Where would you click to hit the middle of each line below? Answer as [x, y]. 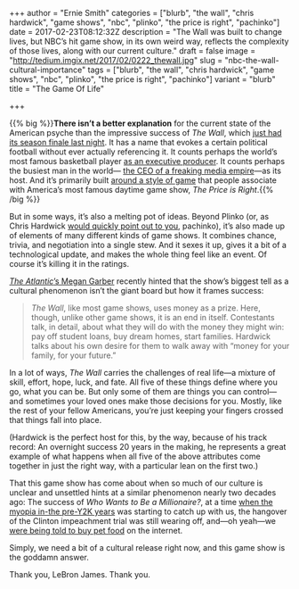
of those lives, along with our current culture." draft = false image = [133, 51]
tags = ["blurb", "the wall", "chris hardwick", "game [181, 70]
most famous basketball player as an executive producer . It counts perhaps [147, 161]
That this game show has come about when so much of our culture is [136, 483]
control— [260, 391]
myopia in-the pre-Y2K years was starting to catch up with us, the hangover [148, 511]
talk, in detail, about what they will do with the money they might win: [158, 327]
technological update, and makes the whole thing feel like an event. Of [138, 254]
